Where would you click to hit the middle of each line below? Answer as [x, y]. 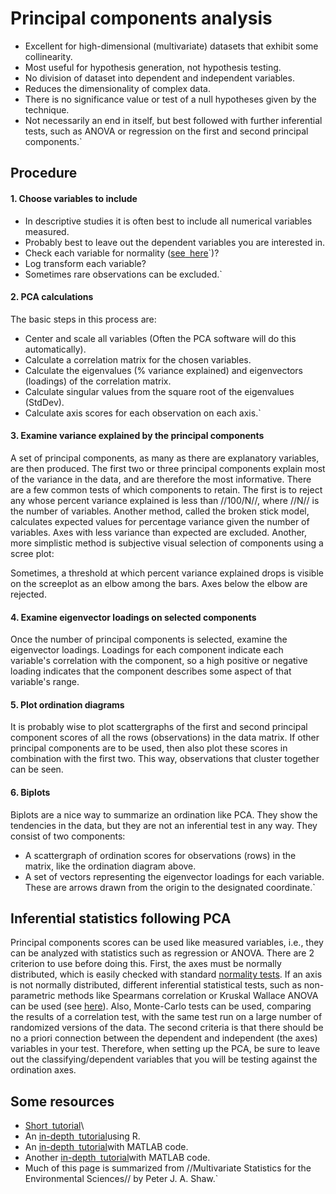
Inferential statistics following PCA [121, 918]
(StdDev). [44, 402]
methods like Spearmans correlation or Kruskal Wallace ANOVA [188, 996]
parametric [33, 996]
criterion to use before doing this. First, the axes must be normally [146, 964]
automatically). [55, 349]
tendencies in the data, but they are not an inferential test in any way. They [164, 825]
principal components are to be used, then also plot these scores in [149, 748]
